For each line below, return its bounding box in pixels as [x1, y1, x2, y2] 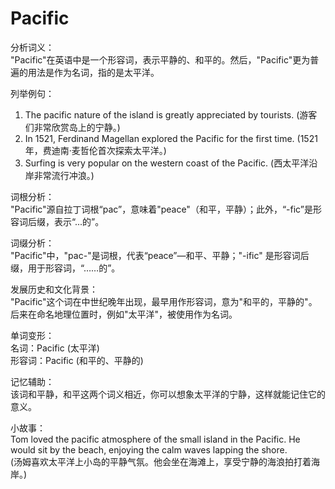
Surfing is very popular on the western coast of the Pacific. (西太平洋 [24, 157, 310, 169]
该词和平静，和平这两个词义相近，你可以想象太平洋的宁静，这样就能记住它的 [10, 388, 326, 400]
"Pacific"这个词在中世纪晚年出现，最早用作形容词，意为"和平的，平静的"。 [10, 295, 318, 307]
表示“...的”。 [53, 215, 105, 227]
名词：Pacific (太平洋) [10, 342, 100, 354]
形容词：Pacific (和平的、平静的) [10, 354, 144, 366]
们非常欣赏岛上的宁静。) [24, 121, 121, 133]
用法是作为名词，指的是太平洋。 [27, 66, 160, 78]
